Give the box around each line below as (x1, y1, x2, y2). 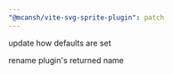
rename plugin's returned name (8, 54, 124, 65)
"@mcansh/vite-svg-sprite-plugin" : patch (8, 12, 165, 22)
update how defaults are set (8, 37, 111, 48)
